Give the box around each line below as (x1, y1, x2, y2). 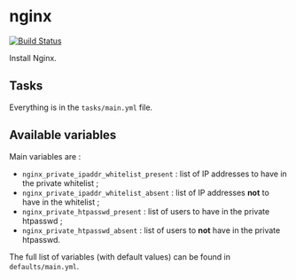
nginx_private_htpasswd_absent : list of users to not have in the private (21, 224, 281, 236)
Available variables (9, 128, 117, 143)
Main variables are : (9, 151, 82, 161)
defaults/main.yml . (9, 261, 80, 271)
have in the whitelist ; (21, 197, 100, 207)
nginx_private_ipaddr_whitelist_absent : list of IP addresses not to (21, 187, 270, 198)
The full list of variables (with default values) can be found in (9, 251, 230, 262)
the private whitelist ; (21, 177, 99, 188)
